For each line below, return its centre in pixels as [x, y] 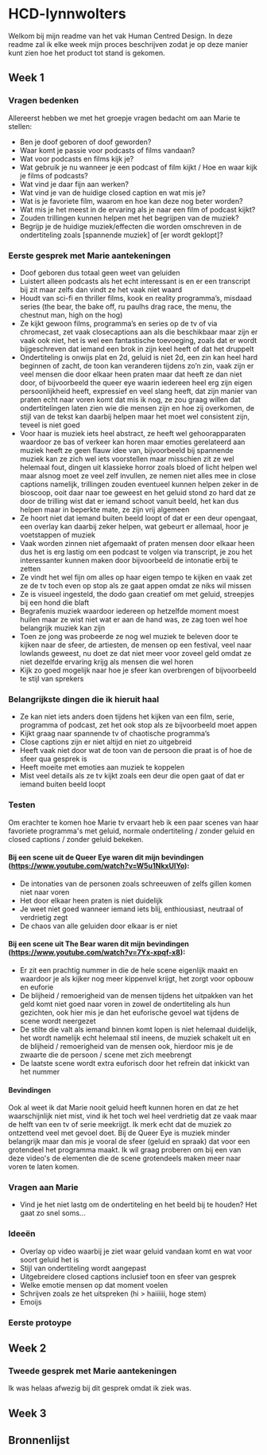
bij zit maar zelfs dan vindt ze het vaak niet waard [101, 289]
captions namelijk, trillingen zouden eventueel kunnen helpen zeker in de [139, 484]
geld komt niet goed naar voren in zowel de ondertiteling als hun [125, 1004]
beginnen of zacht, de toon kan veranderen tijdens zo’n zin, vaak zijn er [137, 365]
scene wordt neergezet [58, 1020]
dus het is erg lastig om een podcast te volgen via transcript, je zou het [136, 552]
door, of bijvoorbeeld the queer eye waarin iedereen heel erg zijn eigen [136, 382]
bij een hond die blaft [54, 603]
